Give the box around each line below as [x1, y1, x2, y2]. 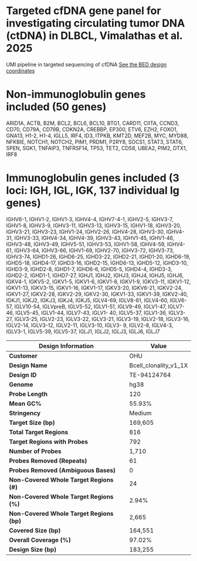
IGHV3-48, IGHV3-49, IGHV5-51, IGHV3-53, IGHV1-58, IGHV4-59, [6, 241, 166, 248]
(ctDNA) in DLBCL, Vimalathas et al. [6, 29, 183, 42]
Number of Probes [9, 447, 62, 455]
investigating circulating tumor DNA [6, 16, 185, 30]
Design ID [9, 371, 37, 379]
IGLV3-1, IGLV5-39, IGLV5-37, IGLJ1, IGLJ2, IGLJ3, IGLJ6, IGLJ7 [6, 327, 160, 335]
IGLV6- [169, 296, 187, 303]
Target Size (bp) [9, 418, 55, 427]
